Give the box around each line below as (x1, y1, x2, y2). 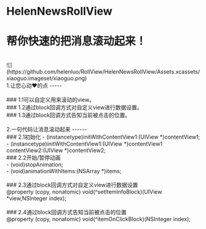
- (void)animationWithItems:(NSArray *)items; (6, 168, 122, 175)
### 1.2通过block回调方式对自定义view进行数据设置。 (6, 104, 143, 111)
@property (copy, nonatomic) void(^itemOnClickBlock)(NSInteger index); (6, 215, 191, 223)
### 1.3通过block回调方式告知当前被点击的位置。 (6, 112, 131, 119)
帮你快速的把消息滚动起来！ (6, 34, 147, 49)
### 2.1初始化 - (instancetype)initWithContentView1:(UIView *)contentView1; (6, 133, 200, 141)
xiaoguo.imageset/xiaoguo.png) (6, 75, 87, 82)
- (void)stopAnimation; (6, 161, 63, 168)
